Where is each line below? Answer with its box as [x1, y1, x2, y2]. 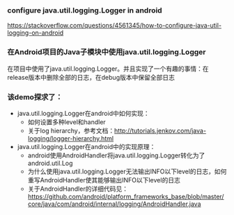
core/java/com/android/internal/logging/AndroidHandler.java [27, 200, 201, 208]
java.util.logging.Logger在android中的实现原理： [17, 142, 156, 150]
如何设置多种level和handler [27, 117, 106, 126]
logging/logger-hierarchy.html [27, 134, 114, 142]
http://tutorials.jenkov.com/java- [114, 126, 207, 135]
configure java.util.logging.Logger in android [7, 6, 162, 15]
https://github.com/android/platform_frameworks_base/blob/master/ [27, 192, 224, 200]
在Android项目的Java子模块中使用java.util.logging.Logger [7, 47, 206, 57]
